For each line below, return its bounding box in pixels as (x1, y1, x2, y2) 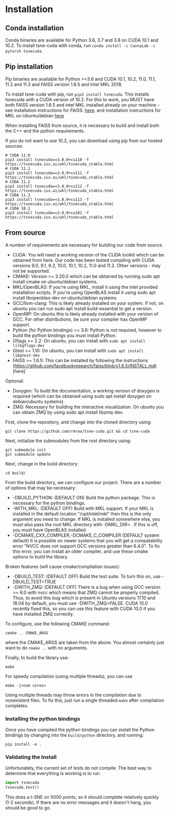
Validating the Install (5, 753, 57, 760)
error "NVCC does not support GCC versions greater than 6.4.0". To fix (12, 543, 160, 549)
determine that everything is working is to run (5, 770, 100, 777)
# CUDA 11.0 (5, 153, 30, 158)
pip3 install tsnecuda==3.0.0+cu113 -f (5, 197, 89, 202)
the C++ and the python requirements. (5, 127, 85, 134)
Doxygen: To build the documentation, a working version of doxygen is (12, 388, 160, 394)
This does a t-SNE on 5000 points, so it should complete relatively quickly (5, 794, 159, 800)
